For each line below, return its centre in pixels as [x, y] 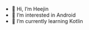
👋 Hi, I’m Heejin [30, 9]
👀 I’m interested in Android [44, 15]
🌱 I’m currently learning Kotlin [47, 21]
